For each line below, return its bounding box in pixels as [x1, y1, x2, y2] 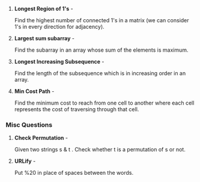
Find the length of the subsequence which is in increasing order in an [14, 70, 186, 77]
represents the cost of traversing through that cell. [14, 106, 139, 113]
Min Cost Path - [14, 88, 55, 95]
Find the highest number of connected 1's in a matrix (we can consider [14, 17, 190, 23]
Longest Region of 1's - [14, 5, 73, 12]
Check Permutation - [14, 135, 68, 142]
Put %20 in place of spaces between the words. [14, 169, 133, 177]
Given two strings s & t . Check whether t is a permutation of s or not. [14, 146, 186, 153]
